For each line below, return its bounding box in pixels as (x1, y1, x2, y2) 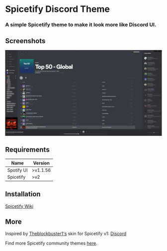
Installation (5, 190, 41, 198)
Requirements (5, 145, 50, 154)
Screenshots (5, 36, 46, 45)
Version (33, 160, 50, 166)
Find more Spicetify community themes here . (5, 240, 98, 247)
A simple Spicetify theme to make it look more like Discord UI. (5, 21, 157, 28)
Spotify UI (7, 167, 28, 173)
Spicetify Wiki (5, 203, 34, 209)
